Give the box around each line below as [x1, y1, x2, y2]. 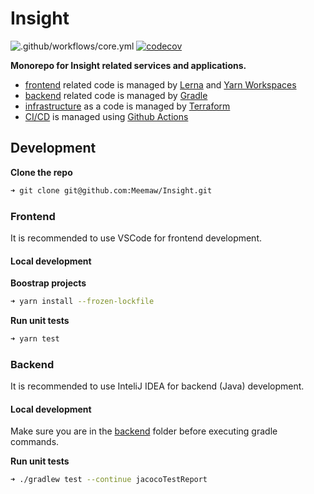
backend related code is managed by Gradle [24, 89, 208, 101]
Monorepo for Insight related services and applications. [10, 59, 247, 71]
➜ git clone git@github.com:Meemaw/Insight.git [10, 185, 213, 196]
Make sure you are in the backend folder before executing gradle [10, 425, 278, 437]
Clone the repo [10, 166, 73, 178]
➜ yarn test [10, 334, 60, 344]
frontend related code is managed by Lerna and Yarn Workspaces [24, 78, 297, 91]
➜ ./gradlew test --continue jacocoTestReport [10, 475, 208, 485]
